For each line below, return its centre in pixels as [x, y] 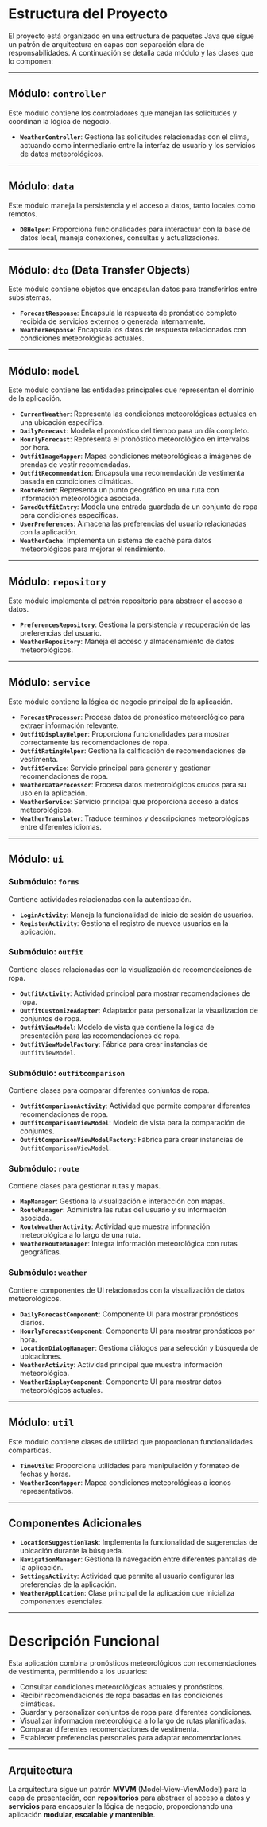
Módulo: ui [36, 859]
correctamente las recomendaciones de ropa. [95, 742]
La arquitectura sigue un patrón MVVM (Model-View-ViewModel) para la [128, 1790]
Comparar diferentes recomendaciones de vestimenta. [109, 1729]
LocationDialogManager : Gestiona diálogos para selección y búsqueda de [139, 1347]
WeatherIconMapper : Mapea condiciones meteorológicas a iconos [126, 1482]
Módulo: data [41, 187]
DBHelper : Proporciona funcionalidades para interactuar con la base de [135, 229]
